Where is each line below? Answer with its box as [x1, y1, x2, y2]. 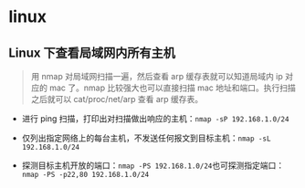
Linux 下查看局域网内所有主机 [8, 45, 175, 60]
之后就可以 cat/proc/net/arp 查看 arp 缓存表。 [30, 94, 204, 104]
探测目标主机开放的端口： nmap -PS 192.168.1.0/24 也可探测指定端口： [21, 160, 285, 171]
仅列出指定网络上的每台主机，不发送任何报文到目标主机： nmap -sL [21, 132, 271, 143]
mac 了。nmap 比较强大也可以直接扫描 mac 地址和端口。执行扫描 [48, 82, 296, 93]
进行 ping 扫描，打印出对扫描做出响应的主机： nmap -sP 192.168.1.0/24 [21, 113, 289, 124]
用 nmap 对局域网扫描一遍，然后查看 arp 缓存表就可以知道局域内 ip [30, 71, 284, 81]
